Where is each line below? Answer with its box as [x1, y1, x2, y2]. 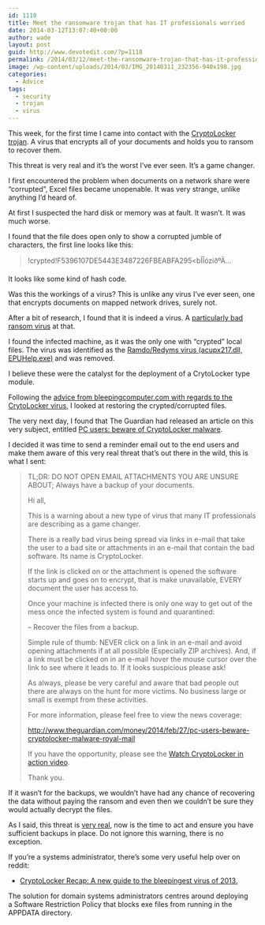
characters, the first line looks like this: [8, 240, 134, 249]
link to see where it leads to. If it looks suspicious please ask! [27, 663, 226, 672]
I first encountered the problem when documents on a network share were [8, 176, 250, 185]
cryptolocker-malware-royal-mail [27, 734, 136, 743]
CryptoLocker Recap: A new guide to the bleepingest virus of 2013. [19, 876, 238, 885]
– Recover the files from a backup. [27, 623, 140, 631]
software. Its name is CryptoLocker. [27, 552, 144, 560]
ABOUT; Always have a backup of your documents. [27, 481, 195, 489]
